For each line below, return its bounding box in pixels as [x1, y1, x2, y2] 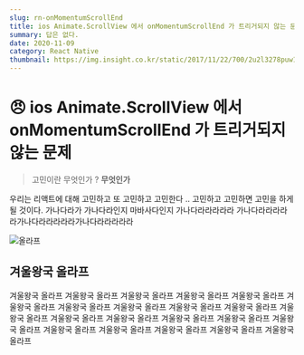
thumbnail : [9, 55, 51, 64]
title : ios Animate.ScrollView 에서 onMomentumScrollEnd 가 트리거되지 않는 [9, 22, 287, 31]
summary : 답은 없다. [9, 30, 80, 39]
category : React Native [9, 47, 100, 56]
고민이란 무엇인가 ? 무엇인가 [31, 174, 131, 185]
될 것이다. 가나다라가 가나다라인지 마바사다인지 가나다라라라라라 [9, 205, 235, 216]
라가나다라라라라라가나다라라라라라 [9, 216, 134, 226]
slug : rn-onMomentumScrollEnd [9, 13, 124, 23]
